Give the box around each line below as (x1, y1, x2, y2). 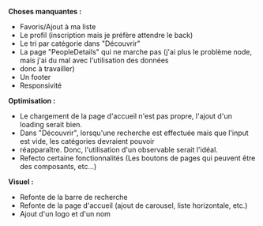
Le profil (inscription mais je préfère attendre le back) (19, 31, 193, 40)
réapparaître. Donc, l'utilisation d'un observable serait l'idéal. (19, 145, 219, 154)
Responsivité (19, 81, 62, 90)
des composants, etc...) (19, 162, 97, 171)
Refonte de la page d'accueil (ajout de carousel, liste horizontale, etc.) (19, 201, 248, 210)
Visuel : (8, 177, 34, 186)
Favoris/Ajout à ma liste (19, 22, 96, 31)
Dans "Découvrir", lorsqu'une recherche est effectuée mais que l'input (19, 128, 249, 137)
